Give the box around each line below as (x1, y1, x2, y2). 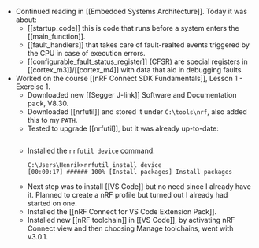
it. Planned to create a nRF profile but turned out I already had (27, 191, 228, 199)
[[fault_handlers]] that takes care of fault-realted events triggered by (27, 40, 250, 50)
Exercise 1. (15, 82, 51, 91)
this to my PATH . (27, 116, 78, 124)
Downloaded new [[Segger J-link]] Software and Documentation (27, 91, 237, 99)
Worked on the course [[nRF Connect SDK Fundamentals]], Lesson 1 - (15, 74, 243, 83)
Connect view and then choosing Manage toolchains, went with (27, 224, 234, 233)
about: (15, 15, 37, 24)
